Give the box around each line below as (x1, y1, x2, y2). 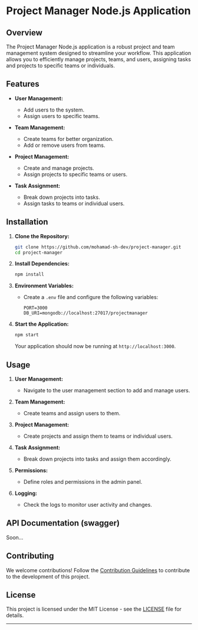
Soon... (6, 534, 24, 541)
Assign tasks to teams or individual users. (23, 199, 125, 207)
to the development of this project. (6, 573, 90, 580)
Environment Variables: (14, 282, 74, 290)
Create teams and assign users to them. (23, 409, 121, 416)
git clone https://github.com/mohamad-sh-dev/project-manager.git (14, 244, 181, 250)
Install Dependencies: (14, 260, 70, 267)
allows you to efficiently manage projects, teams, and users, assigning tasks (6, 56, 192, 63)
